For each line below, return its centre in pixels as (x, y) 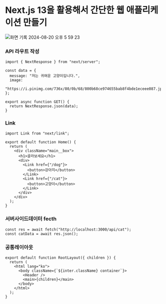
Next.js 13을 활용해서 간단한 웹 (65, 10)
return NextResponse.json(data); (44, 106)
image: (16, 80)
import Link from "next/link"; (37, 133)
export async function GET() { (37, 102)
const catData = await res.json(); (42, 234)
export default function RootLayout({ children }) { (61, 258)
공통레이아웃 (19, 247)
